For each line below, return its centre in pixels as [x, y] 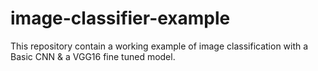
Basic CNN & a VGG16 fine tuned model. [93, 56]
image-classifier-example [120, 18]
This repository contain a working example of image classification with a [159, 46]
